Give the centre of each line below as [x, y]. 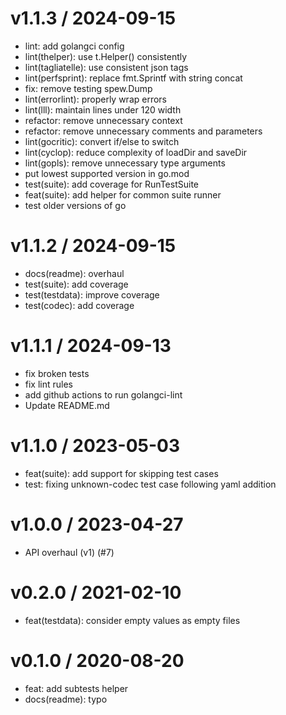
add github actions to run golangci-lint [103, 394]
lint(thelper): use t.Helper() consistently [106, 56]
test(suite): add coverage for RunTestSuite [112, 184]
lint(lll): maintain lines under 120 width [103, 109]
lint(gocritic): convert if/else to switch [102, 141]
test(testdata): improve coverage [92, 294]
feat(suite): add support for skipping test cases [121, 473]
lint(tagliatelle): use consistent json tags [106, 67]
